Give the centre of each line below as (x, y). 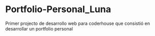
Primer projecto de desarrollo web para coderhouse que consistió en (78, 23)
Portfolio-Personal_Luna (58, 9)
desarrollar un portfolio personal (39, 28)
